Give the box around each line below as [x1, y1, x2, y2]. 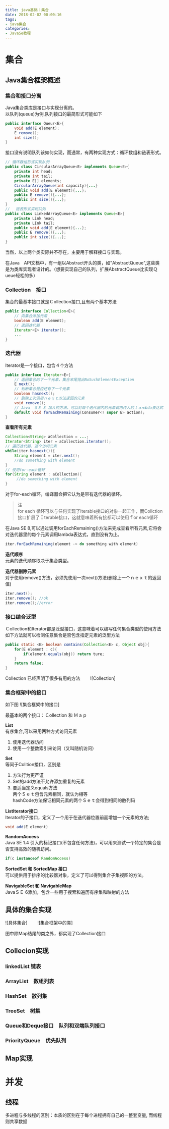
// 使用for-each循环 [5, 467, 45, 472]
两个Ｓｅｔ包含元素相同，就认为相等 [12, 791, 88, 797]
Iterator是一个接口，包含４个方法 [5, 362, 73, 368]
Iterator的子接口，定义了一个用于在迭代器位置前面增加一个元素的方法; [5, 815, 150, 821]
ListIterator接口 [5, 808, 38, 814]
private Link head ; [14, 216, 55, 221]
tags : [5, 17, 17, 22]
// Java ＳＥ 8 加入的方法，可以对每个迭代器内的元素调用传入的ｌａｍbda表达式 [14, 405, 163, 410]
